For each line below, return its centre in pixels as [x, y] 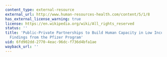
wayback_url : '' [22, 47]
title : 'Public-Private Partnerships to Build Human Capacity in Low [79, 33]
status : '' [16, 28]
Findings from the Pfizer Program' [46, 38]
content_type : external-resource [40, 10]
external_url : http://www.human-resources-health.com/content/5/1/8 [78, 14]
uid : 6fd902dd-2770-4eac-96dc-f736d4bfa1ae [51, 42]
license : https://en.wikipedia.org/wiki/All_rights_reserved [70, 24]
